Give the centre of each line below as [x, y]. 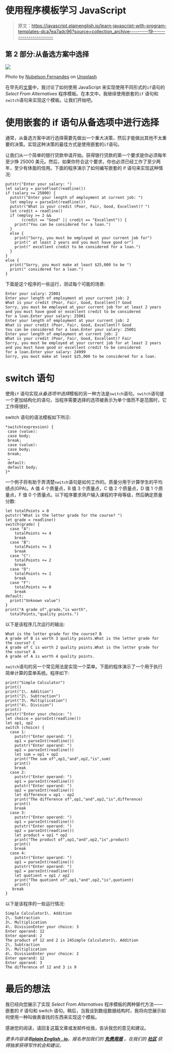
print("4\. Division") [29, 705]
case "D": [20, 569]
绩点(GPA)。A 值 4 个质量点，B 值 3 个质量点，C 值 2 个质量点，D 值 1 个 [82, 488]
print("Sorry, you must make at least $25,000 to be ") [71, 265]
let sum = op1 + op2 [36, 754]
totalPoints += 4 [33, 533]
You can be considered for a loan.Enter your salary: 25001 [71, 329]
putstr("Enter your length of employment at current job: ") [77, 197]
